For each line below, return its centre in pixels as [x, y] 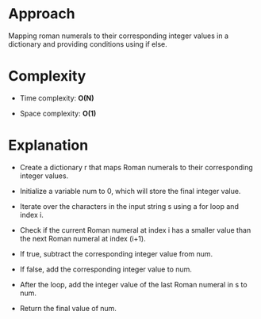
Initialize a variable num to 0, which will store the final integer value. [130, 191]
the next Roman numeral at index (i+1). [83, 238]
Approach [42, 14]
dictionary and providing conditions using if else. [88, 44]
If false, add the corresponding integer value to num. [106, 269]
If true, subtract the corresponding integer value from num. [116, 253]
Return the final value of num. [68, 308]
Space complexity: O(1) [58, 113]
